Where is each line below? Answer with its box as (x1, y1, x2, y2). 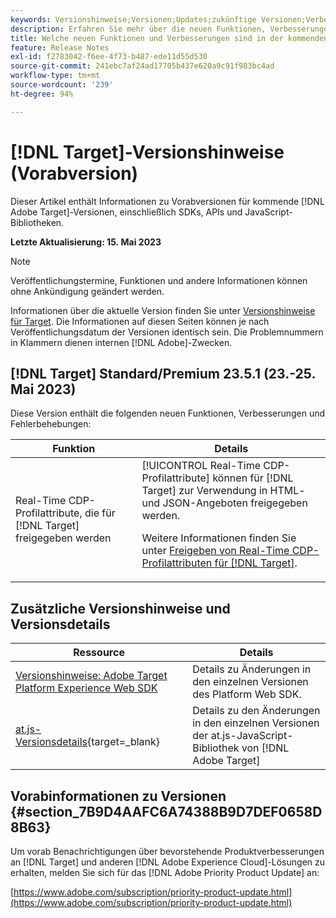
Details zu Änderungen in (192, 662, 312, 676)
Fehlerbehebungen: (10, 418, 92, 430)
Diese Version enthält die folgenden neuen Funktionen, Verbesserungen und (10, 407, 326, 420)
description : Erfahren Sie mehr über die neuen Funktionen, (10, 24, 267, 34)
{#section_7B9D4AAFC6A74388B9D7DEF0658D (10, 803, 323, 820)
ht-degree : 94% (10, 89, 74, 99)
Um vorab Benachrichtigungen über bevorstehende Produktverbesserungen (10, 846, 325, 857)
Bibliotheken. (10, 216, 65, 228)
